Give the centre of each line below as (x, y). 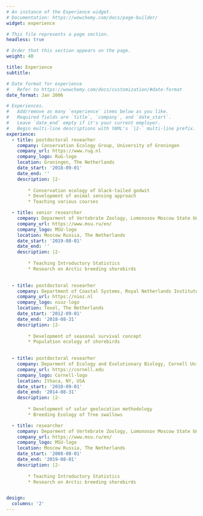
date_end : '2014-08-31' (47, 392)
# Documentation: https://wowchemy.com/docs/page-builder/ (82, 18)
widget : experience (31, 23)
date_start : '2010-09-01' (50, 386)
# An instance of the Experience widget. (59, 12)
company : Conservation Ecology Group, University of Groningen (98, 145)
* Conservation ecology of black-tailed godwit (89, 190)
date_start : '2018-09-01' (50, 168)
